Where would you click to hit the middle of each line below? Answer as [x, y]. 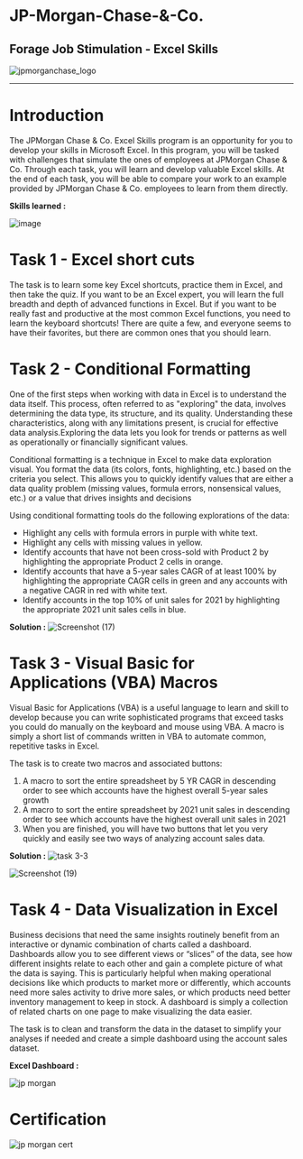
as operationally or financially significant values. [99, 442]
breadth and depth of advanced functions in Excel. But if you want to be [143, 304]
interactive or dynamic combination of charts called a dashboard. [131, 944]
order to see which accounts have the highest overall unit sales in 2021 [154, 819]
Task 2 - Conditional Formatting [130, 369]
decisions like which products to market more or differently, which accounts [150, 982]
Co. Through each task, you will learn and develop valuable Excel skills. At [147, 169]
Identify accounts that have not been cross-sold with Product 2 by [145, 552]
